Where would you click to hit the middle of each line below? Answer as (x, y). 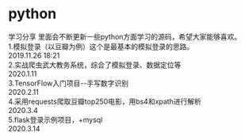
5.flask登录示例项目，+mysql (56, 119)
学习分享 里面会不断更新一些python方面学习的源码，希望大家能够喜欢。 (125, 36)
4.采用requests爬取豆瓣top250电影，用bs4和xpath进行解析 (105, 101)
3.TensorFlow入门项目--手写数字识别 (69, 83)
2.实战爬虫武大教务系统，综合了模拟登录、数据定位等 (95, 65)
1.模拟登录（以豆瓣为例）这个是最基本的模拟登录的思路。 (101, 46)
